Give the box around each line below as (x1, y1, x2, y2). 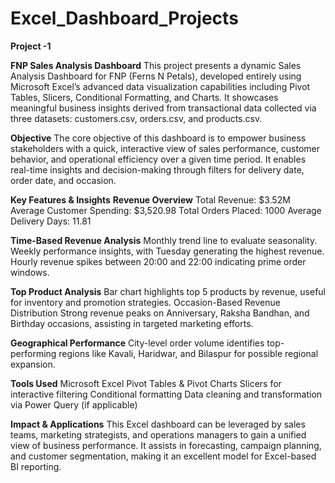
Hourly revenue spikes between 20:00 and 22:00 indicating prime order (10, 255, 307, 267)
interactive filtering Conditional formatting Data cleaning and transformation (10, 388, 323, 400)
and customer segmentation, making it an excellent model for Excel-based (10, 450, 317, 462)
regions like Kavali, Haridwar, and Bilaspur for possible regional (58, 347, 319, 359)
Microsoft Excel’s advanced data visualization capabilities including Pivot (10, 80, 311, 92)
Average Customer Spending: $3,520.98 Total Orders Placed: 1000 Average (10, 204, 322, 216)
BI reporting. (10, 460, 62, 472)
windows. (10, 266, 50, 278)
